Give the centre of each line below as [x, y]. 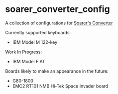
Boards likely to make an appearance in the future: [57, 71]
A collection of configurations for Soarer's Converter [59, 23]
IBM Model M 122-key [35, 42]
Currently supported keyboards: [38, 32]
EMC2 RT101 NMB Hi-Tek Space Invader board [60, 86]
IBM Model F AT [29, 61]
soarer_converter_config [58, 9]
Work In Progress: [24, 52]
